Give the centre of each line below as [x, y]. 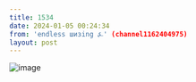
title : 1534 [31, 17]
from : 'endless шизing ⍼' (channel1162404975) [98, 34]
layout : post [34, 42]
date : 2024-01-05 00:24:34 [60, 26]
